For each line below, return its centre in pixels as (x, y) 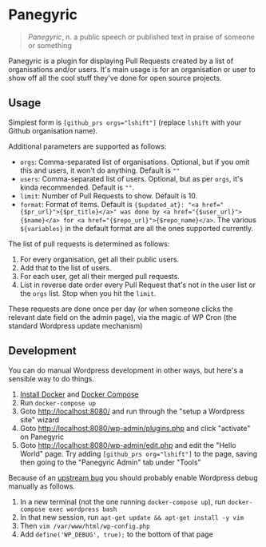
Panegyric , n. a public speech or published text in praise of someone (141, 37)
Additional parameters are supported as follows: (87, 146)
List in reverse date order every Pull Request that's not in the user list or (138, 285)
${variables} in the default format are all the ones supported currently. (137, 228)
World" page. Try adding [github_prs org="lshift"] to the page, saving (139, 453)
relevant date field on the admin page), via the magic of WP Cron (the (123, 317)
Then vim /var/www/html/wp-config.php (85, 525)
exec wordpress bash (83, 509)
